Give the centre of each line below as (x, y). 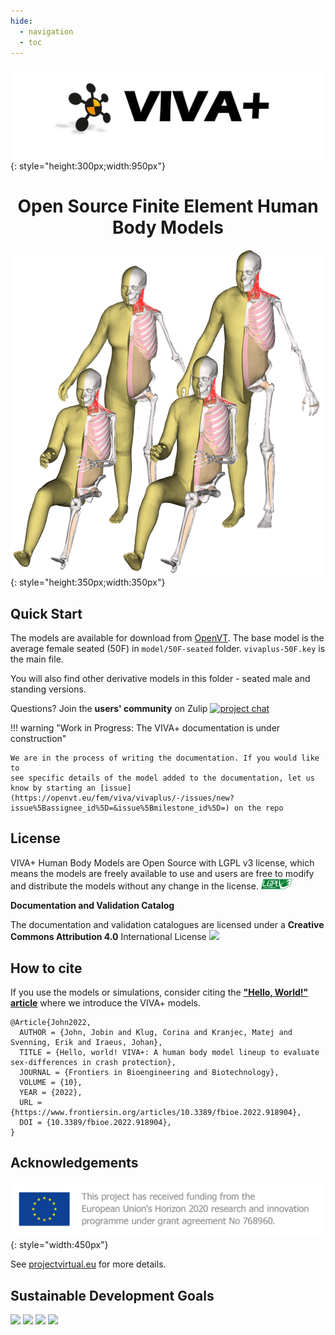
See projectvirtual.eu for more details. (88, 1264)
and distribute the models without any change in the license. (134, 886)
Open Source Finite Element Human (168, 206)
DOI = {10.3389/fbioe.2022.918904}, (95, 1123)
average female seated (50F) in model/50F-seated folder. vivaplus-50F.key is (168, 649)
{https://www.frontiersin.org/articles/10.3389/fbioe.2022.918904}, (156, 1113)
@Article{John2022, (51, 1023)
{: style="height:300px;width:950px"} (88, 166)
